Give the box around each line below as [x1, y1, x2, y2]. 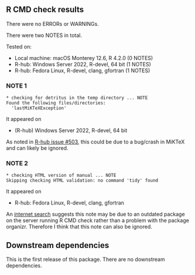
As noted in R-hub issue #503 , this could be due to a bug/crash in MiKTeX [6, 138, 185, 146]
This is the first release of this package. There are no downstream [6, 256, 165, 263]
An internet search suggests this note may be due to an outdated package [6, 211, 186, 218]
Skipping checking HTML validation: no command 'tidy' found [6, 177, 159, 184]
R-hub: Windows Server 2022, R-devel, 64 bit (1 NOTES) [14, 61, 151, 68]
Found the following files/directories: [6, 100, 107, 106]
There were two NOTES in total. [6, 32, 83, 39]
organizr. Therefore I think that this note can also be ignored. [6, 223, 152, 230]
